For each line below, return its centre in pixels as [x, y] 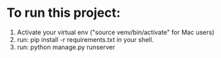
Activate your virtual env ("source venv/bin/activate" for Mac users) [115, 32]
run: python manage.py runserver [66, 47]
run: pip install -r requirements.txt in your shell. [85, 39]
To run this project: [64, 13]
